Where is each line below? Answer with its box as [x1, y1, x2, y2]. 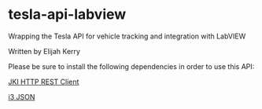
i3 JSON [8, 92, 35, 101]
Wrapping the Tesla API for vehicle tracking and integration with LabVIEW [8, 31, 246, 41]
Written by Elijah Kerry [8, 46, 81, 56]
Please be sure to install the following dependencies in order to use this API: [8, 61, 255, 71]
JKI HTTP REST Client [8, 77, 79, 86]
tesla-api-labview [8, 5, 127, 24]
